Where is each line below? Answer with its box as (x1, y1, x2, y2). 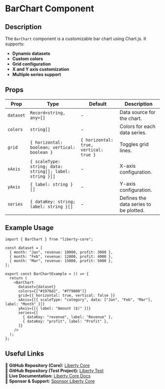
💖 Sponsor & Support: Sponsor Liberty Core (5, 378, 95, 384)
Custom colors (12, 56, 43, 62)
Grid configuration (12, 61, 51, 67)
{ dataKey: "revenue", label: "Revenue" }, (23, 314, 113, 319)
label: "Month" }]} (5, 302, 45, 307)
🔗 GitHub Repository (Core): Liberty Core (5, 362, 90, 368)
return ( (9, 275, 27, 280)
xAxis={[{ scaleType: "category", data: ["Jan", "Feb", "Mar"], (18, 297, 153, 302)
